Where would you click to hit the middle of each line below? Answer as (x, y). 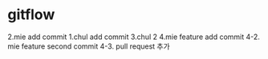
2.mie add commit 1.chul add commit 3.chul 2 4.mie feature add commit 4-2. (134, 37)
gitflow (31, 15)
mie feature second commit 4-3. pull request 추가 (89, 46)
